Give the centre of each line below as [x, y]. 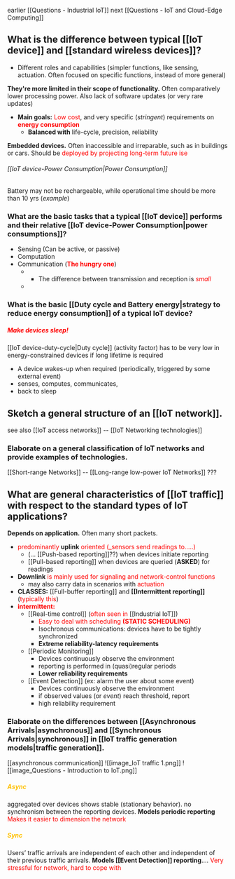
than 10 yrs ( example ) [38, 199]
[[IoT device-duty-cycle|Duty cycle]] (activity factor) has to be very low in [113, 348]
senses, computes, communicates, [67, 384]
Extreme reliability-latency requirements [99, 644]
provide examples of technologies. [67, 457]
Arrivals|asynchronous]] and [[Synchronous [85, 730]
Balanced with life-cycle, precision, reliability [93, 132]
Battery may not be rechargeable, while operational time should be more [112, 191]
